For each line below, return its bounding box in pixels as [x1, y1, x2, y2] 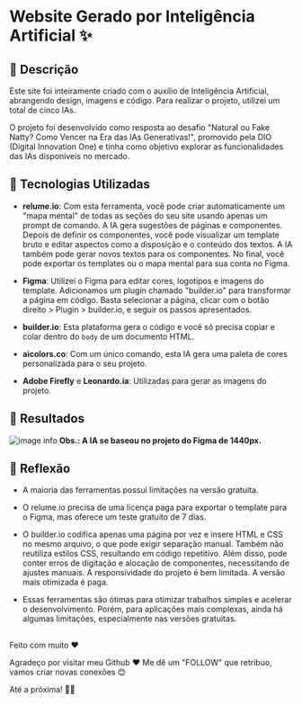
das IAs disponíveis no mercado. [9, 151, 130, 161]
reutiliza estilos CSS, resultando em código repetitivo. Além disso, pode [22, 548, 288, 559]
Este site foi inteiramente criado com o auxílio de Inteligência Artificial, [9, 85, 270, 96]
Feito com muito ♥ [9, 639, 79, 650]
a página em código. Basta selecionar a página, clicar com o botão [22, 294, 270, 305]
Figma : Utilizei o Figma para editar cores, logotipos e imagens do [22, 275, 264, 286]
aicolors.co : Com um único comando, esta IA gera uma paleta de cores [22, 348, 288, 359]
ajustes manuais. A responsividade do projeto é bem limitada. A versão [22, 567, 286, 578]
